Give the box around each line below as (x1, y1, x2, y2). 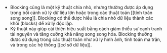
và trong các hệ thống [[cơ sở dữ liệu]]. (10, 42, 92, 47)
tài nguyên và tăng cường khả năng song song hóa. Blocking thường (10, 31, 153, 37)
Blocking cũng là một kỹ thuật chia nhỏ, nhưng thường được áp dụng (10, 5, 153, 10)
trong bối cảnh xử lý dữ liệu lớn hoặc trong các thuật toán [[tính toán (10, 10, 153, 16)
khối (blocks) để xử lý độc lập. (10, 20, 73, 26)
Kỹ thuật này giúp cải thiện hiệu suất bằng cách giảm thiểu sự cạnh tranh (10, 26, 162, 32)
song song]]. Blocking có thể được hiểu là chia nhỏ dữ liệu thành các (10, 15, 153, 21)
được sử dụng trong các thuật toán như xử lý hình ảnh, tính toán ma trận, (10, 36, 161, 42)
